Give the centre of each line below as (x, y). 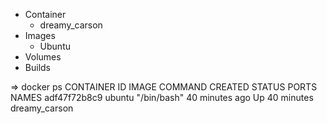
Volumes (43, 57)
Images (40, 35)
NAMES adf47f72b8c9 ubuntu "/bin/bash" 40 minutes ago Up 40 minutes (162, 97)
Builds (37, 67)
